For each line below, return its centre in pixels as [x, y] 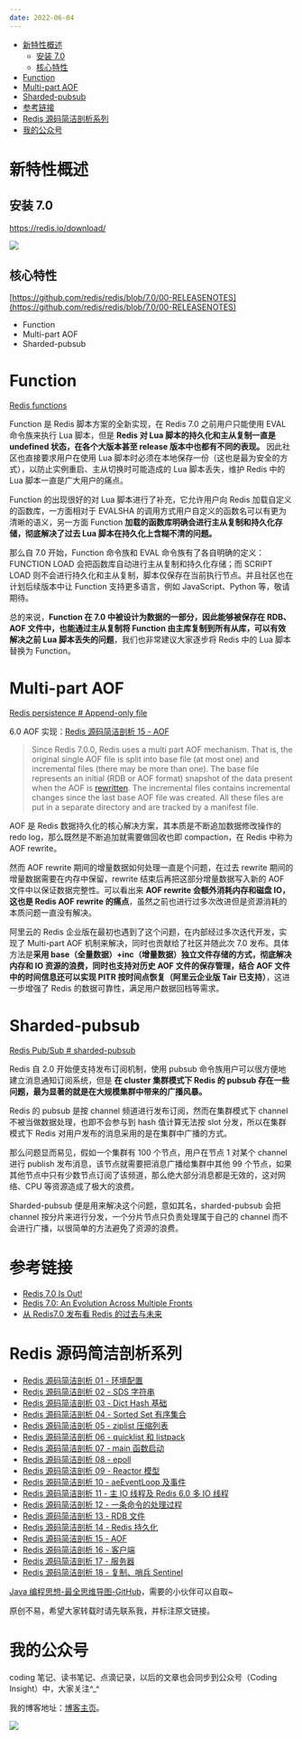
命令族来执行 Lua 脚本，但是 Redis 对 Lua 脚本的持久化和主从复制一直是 [143, 435]
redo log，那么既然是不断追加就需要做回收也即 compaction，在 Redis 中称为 [151, 837]
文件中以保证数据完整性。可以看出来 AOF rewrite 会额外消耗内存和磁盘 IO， [150, 890]
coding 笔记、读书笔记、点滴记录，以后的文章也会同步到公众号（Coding [143, 1678]
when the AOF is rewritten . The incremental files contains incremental [161, 788]
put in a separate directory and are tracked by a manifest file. [145, 807]
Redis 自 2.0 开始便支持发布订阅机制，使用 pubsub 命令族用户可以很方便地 [148, 1069]
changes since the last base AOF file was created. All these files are [157, 798]
